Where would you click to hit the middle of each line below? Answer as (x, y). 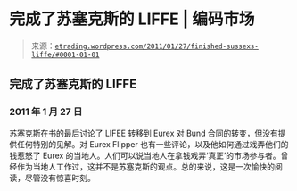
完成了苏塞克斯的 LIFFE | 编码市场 (132, 19)
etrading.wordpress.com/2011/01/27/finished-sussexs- (157, 46)
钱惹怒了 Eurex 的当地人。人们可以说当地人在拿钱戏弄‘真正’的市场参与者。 (145, 155)
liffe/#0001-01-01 (65, 54)
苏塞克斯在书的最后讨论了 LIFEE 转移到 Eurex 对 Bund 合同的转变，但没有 (144, 133)
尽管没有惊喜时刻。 (60, 178)
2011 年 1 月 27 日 (46, 112)
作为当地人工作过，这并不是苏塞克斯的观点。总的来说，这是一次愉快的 (145, 166)
